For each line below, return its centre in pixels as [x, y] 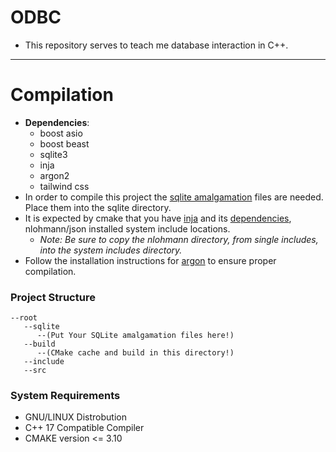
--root [24, 318]
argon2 [54, 175]
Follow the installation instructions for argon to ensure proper [150, 260]
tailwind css [64, 186]
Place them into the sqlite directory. [98, 207]
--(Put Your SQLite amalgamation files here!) [135, 336]
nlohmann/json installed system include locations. [127, 228]
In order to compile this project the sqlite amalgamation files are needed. [174, 197]
